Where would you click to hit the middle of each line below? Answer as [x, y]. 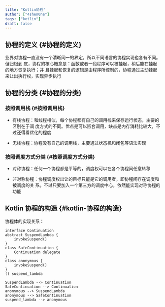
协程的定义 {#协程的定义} [44, 45]
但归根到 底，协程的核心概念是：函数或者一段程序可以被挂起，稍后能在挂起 [81, 64]
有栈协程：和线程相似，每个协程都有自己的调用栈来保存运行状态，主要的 [85, 120]
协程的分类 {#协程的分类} [44, 93]
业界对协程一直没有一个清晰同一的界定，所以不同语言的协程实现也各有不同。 [83, 58]
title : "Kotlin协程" [25, 10]
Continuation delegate [37, 252]
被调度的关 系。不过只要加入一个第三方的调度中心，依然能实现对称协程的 [86, 185]
